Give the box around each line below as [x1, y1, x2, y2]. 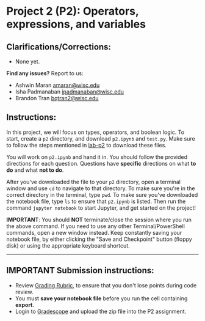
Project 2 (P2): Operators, [6, 4, 139, 18]
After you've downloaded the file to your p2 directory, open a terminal [6, 178, 181, 185]
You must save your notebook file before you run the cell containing [15, 295, 188, 302]
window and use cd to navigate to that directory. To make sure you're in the [6, 185, 195, 192]
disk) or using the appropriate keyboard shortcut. [6, 242, 130, 249]
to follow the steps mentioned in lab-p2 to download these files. [6, 141, 167, 149]
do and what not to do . [6, 166, 64, 174]
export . [15, 301, 35, 308]
